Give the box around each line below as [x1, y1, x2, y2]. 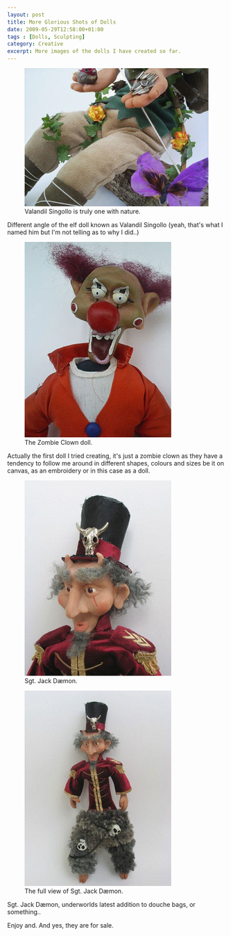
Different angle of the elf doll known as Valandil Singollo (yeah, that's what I [7, 221, 223, 229]
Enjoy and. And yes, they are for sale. [7, 921, 114, 929]
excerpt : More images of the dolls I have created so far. [7, 48, 182, 55]
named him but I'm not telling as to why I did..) [7, 228, 139, 236]
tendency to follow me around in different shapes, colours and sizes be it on [7, 459, 224, 467]
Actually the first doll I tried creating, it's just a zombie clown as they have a [7, 452, 223, 460]
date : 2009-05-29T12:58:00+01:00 [7, 26, 104, 33]
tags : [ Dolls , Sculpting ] [7, 33, 85, 40]
